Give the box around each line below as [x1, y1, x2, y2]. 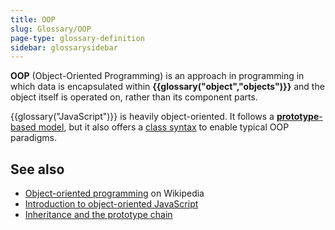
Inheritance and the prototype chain [24, 209, 173, 221]
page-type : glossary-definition [10, 33, 145, 43]
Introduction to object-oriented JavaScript [24, 198, 199, 210]
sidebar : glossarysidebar [10, 42, 118, 53]
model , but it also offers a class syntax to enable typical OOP [38, 121, 290, 133]
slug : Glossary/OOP [10, 24, 92, 34]
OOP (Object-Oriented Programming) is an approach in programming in [10, 70, 305, 82]
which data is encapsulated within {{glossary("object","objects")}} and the [10, 81, 325, 93]
